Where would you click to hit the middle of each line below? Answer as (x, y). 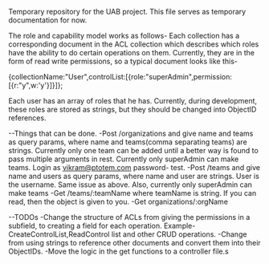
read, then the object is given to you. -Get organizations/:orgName (118, 201)
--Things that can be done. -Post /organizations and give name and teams (131, 133)
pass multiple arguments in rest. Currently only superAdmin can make (124, 159)
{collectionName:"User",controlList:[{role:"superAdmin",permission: (120, 77)
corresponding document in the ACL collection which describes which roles (134, 44)
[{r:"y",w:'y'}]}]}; (36, 85)
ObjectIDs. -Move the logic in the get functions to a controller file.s (118, 251)
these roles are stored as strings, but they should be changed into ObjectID (132, 109)
